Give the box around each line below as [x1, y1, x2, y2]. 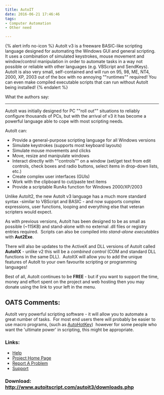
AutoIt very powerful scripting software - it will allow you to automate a [5, 311, 148, 317]
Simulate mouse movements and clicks [12, 147, 91, 154]
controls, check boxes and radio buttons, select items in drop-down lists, [12, 163, 159, 169]
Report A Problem [12, 360, 48, 366]
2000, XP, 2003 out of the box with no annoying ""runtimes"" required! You [5, 74, 157, 80]
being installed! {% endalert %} [5, 84, 68, 90]
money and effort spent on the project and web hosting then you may [5, 279, 145, 285]
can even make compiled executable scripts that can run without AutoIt [5, 79, 148, 85]
